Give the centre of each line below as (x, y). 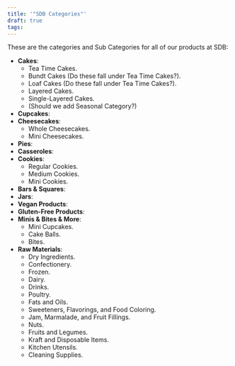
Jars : (25, 196)
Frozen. (39, 272)
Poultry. (40, 294)
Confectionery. (50, 265)
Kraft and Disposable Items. (69, 340)
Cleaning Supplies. (56, 355)
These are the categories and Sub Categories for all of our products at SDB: (118, 48)
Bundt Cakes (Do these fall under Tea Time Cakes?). (104, 76)
